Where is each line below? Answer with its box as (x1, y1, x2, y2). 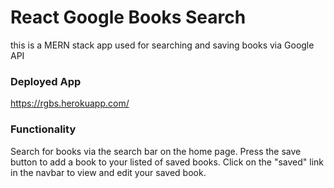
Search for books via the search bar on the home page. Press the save (10, 145, 302, 157)
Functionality (10, 122, 77, 136)
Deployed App (10, 74, 82, 88)
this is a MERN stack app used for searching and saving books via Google (10, 39, 315, 51)
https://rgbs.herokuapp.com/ (10, 97, 130, 110)
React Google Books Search (10, 6, 247, 29)
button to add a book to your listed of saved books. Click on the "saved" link (10, 156, 325, 168)
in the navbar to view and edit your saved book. (10, 166, 207, 178)
